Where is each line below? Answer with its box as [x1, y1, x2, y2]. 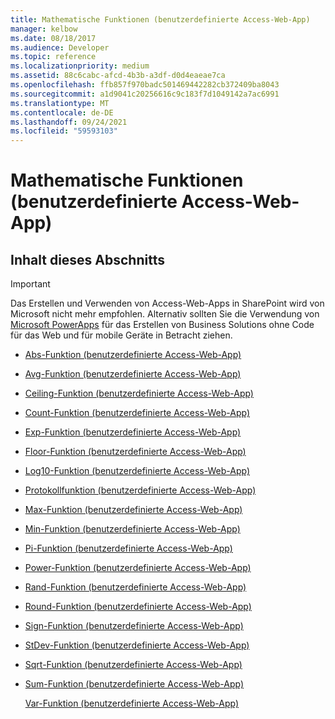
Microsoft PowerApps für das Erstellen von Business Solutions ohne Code [10, 319, 315, 331]
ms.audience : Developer [10, 42, 110, 53]
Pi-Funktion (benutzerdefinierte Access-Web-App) [24, 542, 233, 555]
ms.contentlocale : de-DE [10, 107, 114, 118]
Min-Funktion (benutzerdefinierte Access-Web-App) [24, 523, 241, 535]
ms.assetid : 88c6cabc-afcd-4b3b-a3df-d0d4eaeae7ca [10, 71, 226, 81]
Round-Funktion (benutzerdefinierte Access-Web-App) [24, 601, 252, 613]
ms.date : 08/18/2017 [10, 33, 97, 43]
